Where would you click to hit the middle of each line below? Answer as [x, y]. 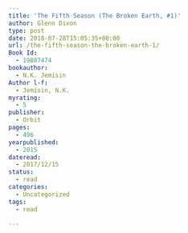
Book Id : [23, 53]
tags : [17, 202]
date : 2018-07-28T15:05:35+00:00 [64, 38]
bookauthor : [28, 68]
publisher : [27, 113]
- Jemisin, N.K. [43, 90]
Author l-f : [28, 82]
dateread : [25, 157]
